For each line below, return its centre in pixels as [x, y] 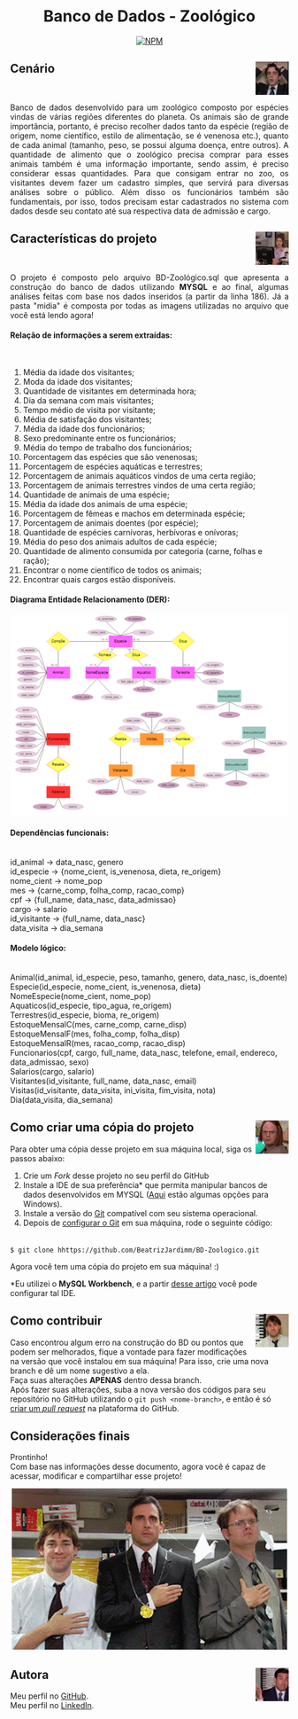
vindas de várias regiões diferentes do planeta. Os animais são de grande [149, 116]
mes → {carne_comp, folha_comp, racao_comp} [97, 890]
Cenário [33, 69]
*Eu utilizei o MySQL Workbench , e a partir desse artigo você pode [134, 1284]
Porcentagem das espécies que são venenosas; [110, 457]
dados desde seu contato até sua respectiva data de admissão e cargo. [140, 211]
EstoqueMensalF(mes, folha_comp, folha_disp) [95, 1034]
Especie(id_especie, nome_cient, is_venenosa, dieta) [106, 987]
